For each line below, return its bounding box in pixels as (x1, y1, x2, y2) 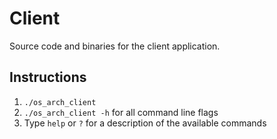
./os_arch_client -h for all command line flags (23, 106, 219, 118)
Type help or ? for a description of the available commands (23, 117, 267, 129)
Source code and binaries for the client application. (9, 40, 221, 52)
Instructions (9, 69, 87, 86)
